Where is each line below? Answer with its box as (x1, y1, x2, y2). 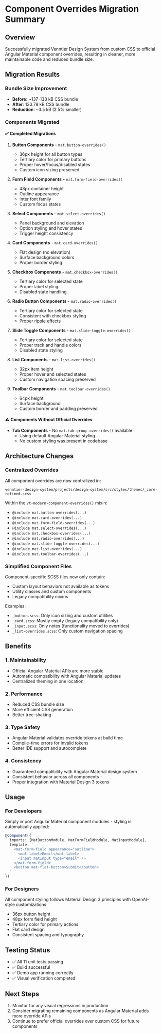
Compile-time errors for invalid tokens (12, 740, 89, 746)
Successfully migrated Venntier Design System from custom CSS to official (5, 46, 156, 52)
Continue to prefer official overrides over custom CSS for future (12, 1018, 140, 1024)
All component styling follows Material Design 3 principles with (5, 897, 131, 903)
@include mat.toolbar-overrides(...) (12, 552, 89, 556)
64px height (19, 395, 44, 401)
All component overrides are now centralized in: (5, 478, 101, 483)
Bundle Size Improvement (5, 85, 67, 92)
